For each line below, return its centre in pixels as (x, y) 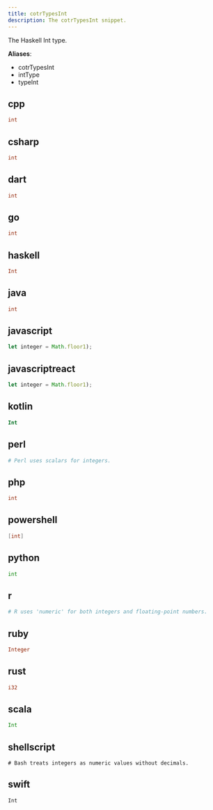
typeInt (28, 82)
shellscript (32, 747)
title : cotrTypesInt (38, 14)
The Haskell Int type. (38, 40)
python (24, 558)
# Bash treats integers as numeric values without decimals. (98, 763)
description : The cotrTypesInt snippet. (68, 20)
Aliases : (20, 54)
